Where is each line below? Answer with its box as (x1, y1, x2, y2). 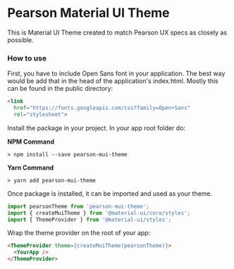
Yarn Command (7, 163, 54, 172)
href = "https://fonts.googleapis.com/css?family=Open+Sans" (13, 104, 191, 112)
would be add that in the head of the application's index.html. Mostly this (7, 77, 218, 85)
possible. (7, 35, 34, 44)
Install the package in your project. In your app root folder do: (7, 123, 185, 132)
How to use (7, 53, 47, 63)
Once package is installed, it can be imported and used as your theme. (7, 189, 213, 198)
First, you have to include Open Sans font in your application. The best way (7, 69, 226, 78)
